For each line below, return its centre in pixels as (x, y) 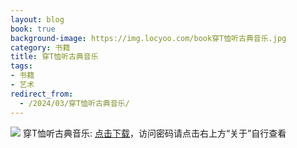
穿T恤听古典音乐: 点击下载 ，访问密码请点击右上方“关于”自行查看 (154, 133)
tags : (21, 66)
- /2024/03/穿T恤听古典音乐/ (74, 103)
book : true (33, 29)
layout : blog (37, 19)
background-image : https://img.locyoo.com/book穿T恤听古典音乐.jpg (148, 38)
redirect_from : (42, 94)
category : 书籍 (40, 47)
